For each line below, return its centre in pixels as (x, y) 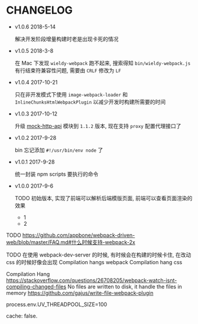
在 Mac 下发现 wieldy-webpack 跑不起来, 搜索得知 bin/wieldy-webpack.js (103, 63)
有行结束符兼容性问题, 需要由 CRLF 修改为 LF (68, 70)
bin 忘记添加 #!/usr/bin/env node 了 (59, 150)
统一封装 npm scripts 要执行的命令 (56, 174)
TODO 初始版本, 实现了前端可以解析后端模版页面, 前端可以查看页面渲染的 (103, 198)
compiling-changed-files (36, 286)
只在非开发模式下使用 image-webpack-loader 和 (71, 94)
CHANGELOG (39, 10)
